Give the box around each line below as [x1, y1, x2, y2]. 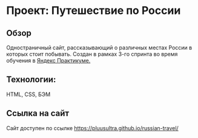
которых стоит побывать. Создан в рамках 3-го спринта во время [6, 50, 178, 58]
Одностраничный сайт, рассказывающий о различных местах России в [6, 44, 193, 51]
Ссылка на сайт [6, 108, 70, 119]
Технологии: [6, 74, 56, 85]
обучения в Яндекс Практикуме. [6, 57, 91, 64]
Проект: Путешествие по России [6, 4, 181, 18]
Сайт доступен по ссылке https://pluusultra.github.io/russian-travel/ [6, 124, 179, 131]
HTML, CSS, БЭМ [6, 91, 51, 98]
